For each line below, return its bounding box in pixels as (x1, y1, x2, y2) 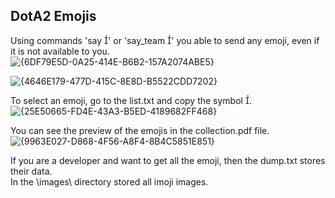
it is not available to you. (10, 45, 110, 57)
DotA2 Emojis (10, 8, 97, 25)
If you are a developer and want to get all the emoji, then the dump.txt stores (10, 154, 326, 166)
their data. (10, 165, 53, 177)
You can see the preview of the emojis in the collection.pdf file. (10, 124, 270, 136)
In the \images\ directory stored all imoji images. (10, 175, 209, 188)
